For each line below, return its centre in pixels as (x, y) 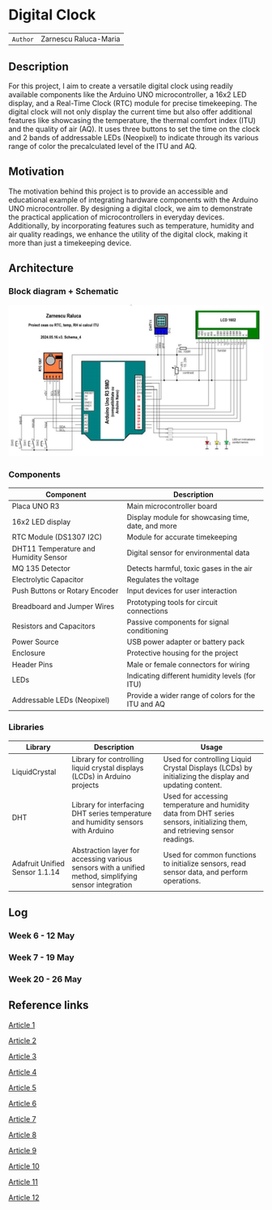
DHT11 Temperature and (53, 548)
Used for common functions (210, 854)
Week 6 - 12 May (42, 935)
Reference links (49, 1005)
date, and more (152, 526)
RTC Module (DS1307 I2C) (57, 537)
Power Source (35, 642)
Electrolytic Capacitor (48, 580)
